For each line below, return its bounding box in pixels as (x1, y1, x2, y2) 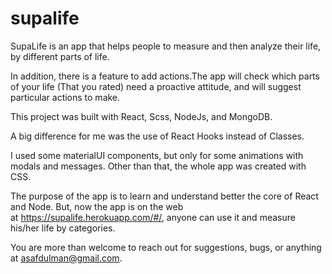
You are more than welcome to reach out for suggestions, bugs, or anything (10, 241, 322, 253)
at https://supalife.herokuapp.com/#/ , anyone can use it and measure (10, 211, 296, 223)
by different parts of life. (10, 50, 110, 62)
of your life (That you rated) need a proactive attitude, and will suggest (10, 80, 302, 92)
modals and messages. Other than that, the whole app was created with (10, 160, 307, 172)
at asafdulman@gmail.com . (10, 252, 123, 264)
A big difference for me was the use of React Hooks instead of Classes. (10, 130, 305, 142)
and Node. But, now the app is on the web (10, 200, 184, 212)
